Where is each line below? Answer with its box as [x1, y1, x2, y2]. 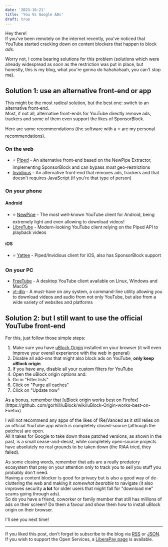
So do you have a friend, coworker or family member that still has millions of [5, 496, 162, 502]
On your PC [5, 266, 33, 273]
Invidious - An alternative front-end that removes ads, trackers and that [12, 170, 159, 176]
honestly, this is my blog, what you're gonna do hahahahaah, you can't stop [5, 67, 161, 73]
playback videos [12, 229, 46, 235]
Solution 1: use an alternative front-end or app [5, 86, 151, 95]
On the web [5, 146, 34, 153]
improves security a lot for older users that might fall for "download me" [5, 485, 153, 491]
